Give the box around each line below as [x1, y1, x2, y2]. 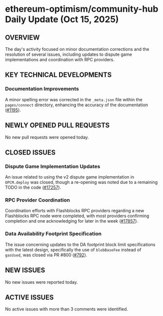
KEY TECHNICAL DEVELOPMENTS [5, 71, 112, 79]
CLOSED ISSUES [5, 148, 56, 157]
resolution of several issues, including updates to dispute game [5, 51, 132, 57]
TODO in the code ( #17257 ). [5, 184, 61, 190]
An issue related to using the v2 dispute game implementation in [5, 174, 134, 180]
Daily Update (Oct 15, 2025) [5, 14, 119, 25]
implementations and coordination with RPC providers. [5, 57, 115, 62]
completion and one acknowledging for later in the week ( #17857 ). [5, 218, 138, 224]
